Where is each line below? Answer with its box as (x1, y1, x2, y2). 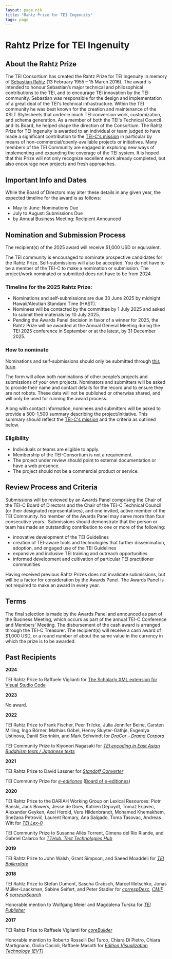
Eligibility (5, 434, 29, 441)
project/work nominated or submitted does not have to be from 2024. (5, 271, 152, 277)
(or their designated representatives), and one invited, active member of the (5, 507, 166, 513)
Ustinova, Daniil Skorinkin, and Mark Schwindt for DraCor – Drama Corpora (5, 733, 165, 739)
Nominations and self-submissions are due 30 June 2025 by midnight (12, 295, 161, 301)
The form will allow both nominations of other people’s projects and (5, 374, 148, 380)
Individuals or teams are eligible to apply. (12, 446, 100, 452)
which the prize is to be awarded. (5, 638, 76, 644)
